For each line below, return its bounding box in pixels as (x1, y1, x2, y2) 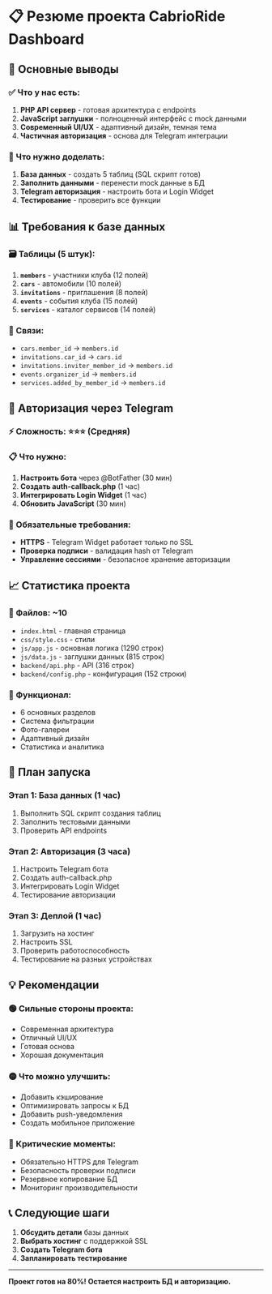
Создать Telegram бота (19, 1245, 103, 1254)
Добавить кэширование (19, 1092, 104, 1102)
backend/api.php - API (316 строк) (19, 660, 135, 670)
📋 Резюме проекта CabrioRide (8, 7, 226, 26)
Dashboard (8, 30, 85, 49)
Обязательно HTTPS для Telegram (19, 1157, 139, 1167)
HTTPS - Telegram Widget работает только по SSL (19, 538, 193, 547)
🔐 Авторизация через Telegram (8, 401, 174, 415)
